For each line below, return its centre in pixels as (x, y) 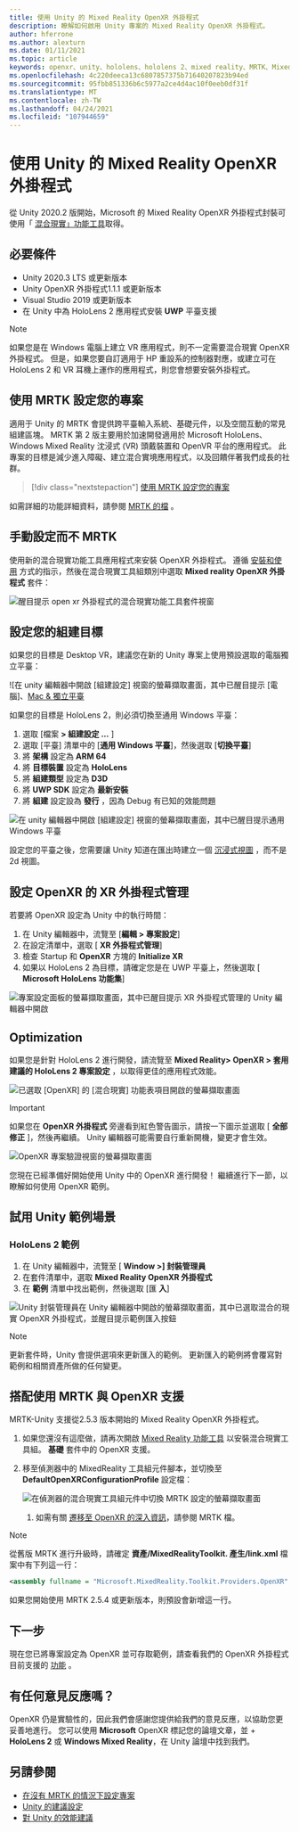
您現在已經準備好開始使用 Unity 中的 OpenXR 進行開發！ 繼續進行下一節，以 (149, 1175)
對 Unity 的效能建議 (57, 1817)
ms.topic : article (43, 59)
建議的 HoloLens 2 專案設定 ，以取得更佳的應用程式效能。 (115, 1071)
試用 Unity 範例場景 (62, 1217)
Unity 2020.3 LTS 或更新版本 (74, 277)
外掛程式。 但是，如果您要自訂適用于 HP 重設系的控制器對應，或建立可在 (143, 358)
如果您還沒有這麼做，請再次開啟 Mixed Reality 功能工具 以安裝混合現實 (152, 1438)
